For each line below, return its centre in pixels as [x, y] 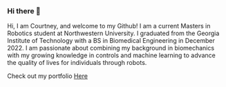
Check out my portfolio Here [48, 76]
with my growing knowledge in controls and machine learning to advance [111, 55]
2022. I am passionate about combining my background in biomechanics [111, 48]
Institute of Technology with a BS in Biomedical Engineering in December [111, 41]
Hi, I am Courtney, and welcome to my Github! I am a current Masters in [109, 26]
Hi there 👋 [24, 11]
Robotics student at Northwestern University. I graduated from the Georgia [113, 33]
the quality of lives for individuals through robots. [77, 63]
